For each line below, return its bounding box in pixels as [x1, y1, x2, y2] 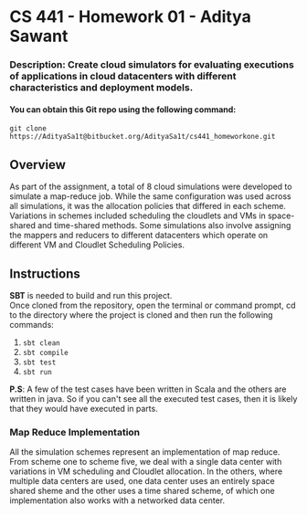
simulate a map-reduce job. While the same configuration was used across [9, 191, 291, 202]
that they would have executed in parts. [9, 403, 158, 414]
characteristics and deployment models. [9, 81, 194, 94]
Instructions [9, 266, 80, 281]
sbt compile [22, 348, 69, 357]
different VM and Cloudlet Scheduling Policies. [9, 239, 185, 250]
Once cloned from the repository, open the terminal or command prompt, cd [9, 300, 296, 310]
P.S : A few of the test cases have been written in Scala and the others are [9, 384, 287, 394]
